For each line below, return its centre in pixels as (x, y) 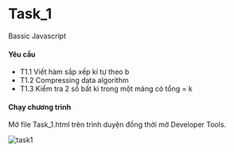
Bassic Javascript (37, 36)
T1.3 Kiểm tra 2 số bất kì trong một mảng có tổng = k (106, 89)
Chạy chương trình (40, 107)
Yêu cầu (22, 54)
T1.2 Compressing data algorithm (74, 80)
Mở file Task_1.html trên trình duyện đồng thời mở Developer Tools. (117, 125)
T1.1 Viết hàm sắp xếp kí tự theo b (74, 72)
